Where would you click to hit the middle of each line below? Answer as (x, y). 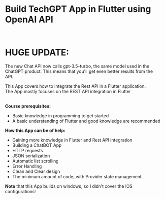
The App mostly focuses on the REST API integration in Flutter (68, 92)
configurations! (20, 192)
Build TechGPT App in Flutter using (78, 9)
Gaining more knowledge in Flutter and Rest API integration (72, 140)
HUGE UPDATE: (37, 52)
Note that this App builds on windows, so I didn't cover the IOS (69, 186)
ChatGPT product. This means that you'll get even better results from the (79, 71)
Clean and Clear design (36, 171)
